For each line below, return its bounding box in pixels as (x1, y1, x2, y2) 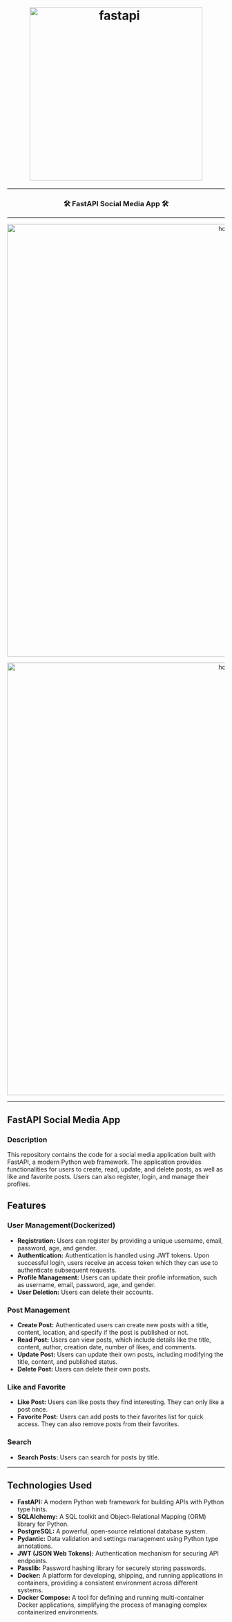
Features (7, 1200, 46, 1212)
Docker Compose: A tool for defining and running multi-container (17, 1594, 204, 1602)
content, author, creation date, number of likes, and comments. (17, 1342, 197, 1351)
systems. (17, 1586, 43, 1594)
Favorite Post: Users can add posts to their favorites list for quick (17, 1412, 204, 1421)
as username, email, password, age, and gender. (17, 1280, 156, 1288)
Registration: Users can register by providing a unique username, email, (17, 1236, 223, 1245)
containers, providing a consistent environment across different (17, 1578, 198, 1587)
